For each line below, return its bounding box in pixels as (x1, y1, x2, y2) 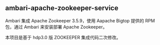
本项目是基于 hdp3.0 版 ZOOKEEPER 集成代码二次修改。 (5, 34, 121, 40)
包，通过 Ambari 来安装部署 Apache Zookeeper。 (5, 24, 108, 30)
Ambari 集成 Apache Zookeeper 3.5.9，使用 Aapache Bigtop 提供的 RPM (5, 17, 155, 24)
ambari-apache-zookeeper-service (5, 4, 119, 12)
